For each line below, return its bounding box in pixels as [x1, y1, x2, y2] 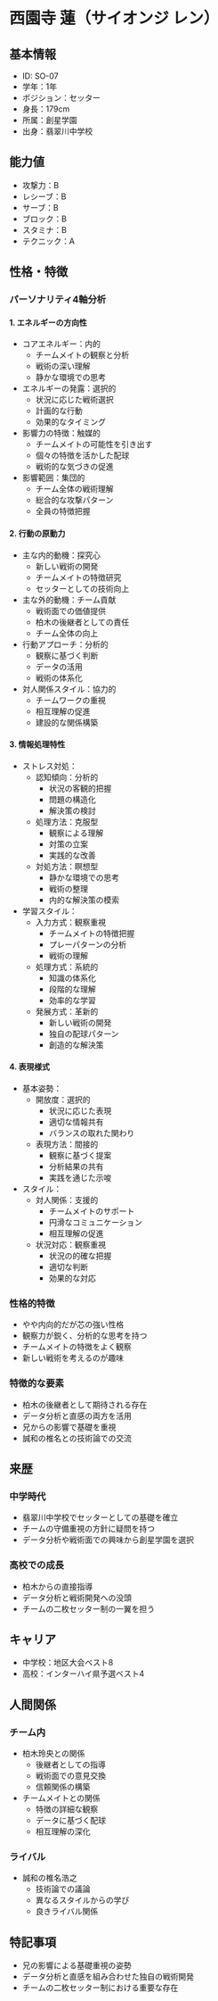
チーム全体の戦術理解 [35, 484, 114, 494]
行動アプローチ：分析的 [21, 639, 109, 650]
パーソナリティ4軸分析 [9, 294, 107, 306]
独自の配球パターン [48, 1028, 119, 1039]
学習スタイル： [21, 905, 77, 916]
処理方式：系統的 [35, 961, 99, 972]
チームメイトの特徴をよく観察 [21, 1341, 132, 1352]
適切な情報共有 [48, 1117, 104, 1127]
